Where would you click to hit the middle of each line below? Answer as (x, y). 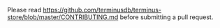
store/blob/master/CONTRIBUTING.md (63, 17)
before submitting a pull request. (167, 17)
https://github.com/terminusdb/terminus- (102, 10)
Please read (24, 10)
